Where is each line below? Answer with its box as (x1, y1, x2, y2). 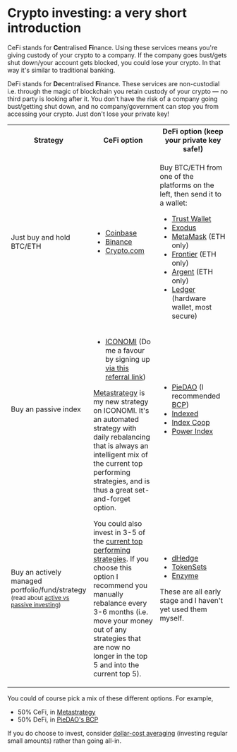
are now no (92, 642, 130, 652)
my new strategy (92, 396, 149, 406)
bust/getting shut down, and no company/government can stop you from (7, 102, 219, 110)
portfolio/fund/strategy (11, 584, 87, 594)
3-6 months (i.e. (92, 606, 148, 616)
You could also (92, 518, 142, 528)
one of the (159, 171, 194, 181)
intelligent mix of (92, 450, 148, 459)
